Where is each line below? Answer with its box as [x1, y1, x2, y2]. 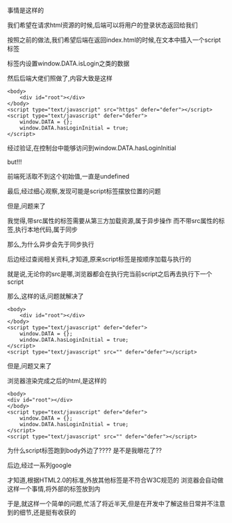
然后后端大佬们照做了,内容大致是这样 [7, 74, 113, 82]
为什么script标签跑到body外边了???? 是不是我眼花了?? [7, 446, 162, 455]
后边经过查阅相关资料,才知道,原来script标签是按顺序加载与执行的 [7, 255, 192, 263]
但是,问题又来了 [7, 362, 52, 370]
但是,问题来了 [7, 202, 47, 210]
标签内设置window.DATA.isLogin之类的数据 [7, 59, 130, 68]
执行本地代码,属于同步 [15, 225, 78, 234]
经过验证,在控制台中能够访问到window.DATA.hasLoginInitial [7, 144, 176, 152]
